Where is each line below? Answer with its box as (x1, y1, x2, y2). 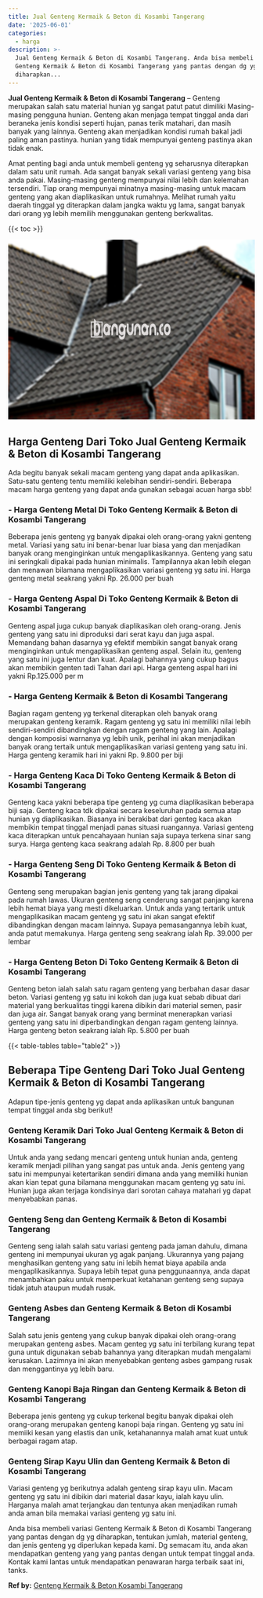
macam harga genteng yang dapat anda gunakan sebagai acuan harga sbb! (8, 485, 252, 494)
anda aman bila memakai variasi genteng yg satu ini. (8, 1508, 177, 1518)
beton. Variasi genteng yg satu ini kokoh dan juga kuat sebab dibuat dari (8, 992, 241, 1002)
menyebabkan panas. (8, 1194, 78, 1204)
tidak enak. (8, 143, 45, 152)
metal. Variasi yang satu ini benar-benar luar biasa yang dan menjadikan (8, 541, 241, 550)
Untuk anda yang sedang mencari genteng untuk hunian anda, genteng (8, 1152, 239, 1162)
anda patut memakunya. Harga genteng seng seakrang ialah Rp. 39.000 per (8, 928, 253, 938)
